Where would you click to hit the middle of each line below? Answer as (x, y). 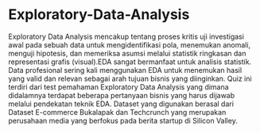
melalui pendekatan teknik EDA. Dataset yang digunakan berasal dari (121, 104)
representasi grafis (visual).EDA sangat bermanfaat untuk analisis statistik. (130, 62)
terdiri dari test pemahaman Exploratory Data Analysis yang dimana (118, 87)
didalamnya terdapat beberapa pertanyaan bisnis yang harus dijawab (122, 95)
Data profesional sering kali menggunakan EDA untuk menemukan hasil (125, 70)
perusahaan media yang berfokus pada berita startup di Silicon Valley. (123, 120)
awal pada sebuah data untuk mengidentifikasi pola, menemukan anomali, (130, 44)
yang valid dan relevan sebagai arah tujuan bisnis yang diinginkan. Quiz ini (130, 78)
